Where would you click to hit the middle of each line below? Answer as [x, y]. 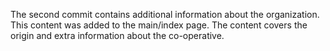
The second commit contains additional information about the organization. [165, 14]
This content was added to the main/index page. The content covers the [159, 25]
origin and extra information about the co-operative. [117, 35]
